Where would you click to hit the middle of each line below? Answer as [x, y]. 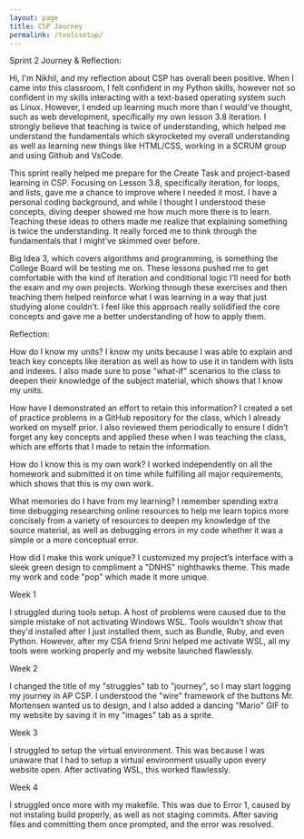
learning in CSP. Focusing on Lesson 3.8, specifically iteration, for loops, [145, 183]
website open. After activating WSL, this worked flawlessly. [120, 770]
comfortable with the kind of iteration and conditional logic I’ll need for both [150, 278]
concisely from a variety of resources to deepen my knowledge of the [140, 521]
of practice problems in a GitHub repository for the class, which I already [145, 418]
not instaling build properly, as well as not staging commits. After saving [144, 814]
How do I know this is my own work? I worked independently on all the [141, 464]
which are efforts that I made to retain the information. [110, 447]
